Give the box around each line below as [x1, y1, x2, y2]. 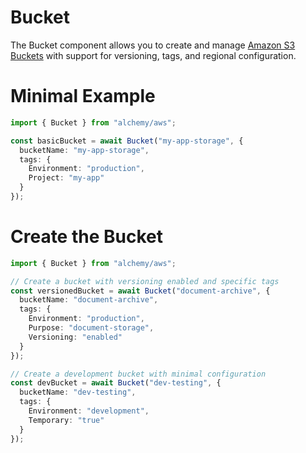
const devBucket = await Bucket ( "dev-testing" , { [10, 378, 222, 388]
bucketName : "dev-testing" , [19, 387, 137, 398]
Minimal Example [10, 85, 156, 108]
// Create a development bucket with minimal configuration [10, 369, 267, 379]
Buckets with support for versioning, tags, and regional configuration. [10, 49, 297, 61]
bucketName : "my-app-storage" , [19, 145, 150, 155]
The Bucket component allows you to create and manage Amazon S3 [10, 39, 296, 51]
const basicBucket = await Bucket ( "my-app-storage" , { [10, 136, 244, 146]
